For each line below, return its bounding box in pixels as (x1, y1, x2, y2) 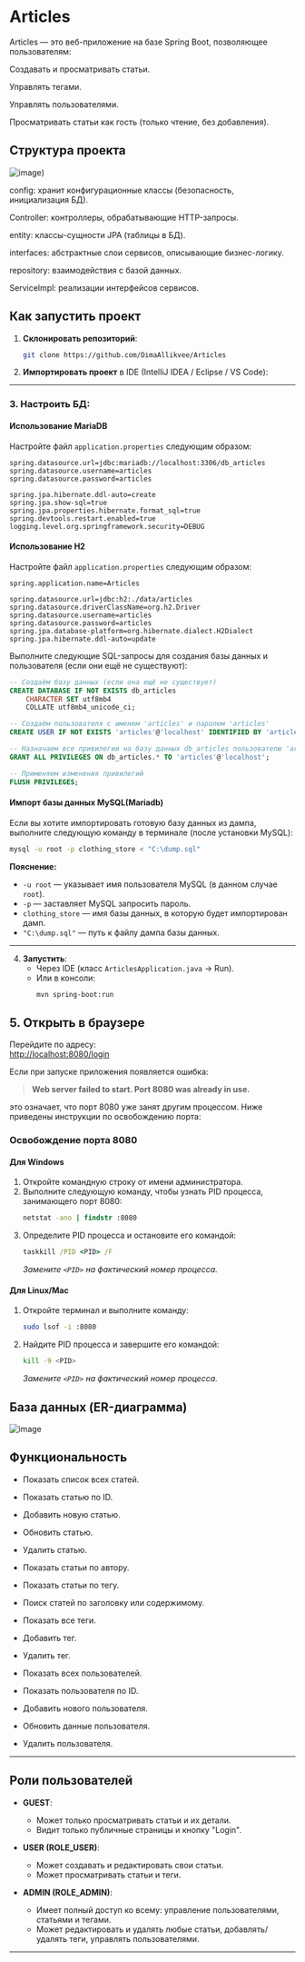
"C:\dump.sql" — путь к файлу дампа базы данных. (22, 927, 220, 938)
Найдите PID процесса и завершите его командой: (22, 1339, 220, 1350)
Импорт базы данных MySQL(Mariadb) (9, 797, 163, 808)
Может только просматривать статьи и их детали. (35, 1815, 231, 1826)
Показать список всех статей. (22, 1474, 140, 1485)
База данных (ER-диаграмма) (9, 1399, 188, 1415)
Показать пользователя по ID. (22, 1685, 139, 1696)
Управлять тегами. (9, 81, 82, 92)
